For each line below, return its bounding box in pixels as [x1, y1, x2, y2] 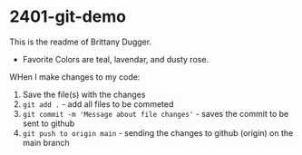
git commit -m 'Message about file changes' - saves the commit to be [22, 108, 289, 119]
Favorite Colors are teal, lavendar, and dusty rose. [22, 53, 209, 64]
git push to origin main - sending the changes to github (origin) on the [22, 127, 294, 138]
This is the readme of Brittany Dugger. [9, 36, 152, 47]
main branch [22, 137, 70, 148]
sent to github [22, 118, 75, 129]
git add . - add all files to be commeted [22, 98, 174, 110]
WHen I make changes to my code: [9, 71, 141, 82]
